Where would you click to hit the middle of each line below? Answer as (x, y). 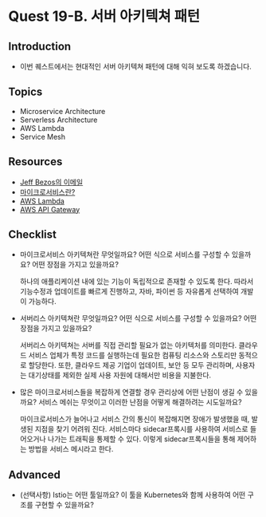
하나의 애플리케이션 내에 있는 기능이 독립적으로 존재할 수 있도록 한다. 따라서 (137, 282)
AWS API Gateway (50, 209)
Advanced (35, 474)
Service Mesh (43, 136)
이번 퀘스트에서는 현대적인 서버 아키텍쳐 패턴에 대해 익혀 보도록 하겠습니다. (136, 66)
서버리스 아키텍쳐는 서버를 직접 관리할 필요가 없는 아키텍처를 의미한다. (128, 345)
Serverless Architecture (59, 120)
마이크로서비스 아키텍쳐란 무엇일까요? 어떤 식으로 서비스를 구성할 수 (125, 255)
